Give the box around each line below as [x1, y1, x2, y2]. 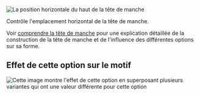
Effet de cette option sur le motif [6, 60, 132, 70]
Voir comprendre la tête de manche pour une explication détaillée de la [6, 29, 185, 37]
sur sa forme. [6, 43, 40, 50]
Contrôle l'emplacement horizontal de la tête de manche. [6, 18, 149, 24]
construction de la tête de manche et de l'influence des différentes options [6, 36, 194, 43]
